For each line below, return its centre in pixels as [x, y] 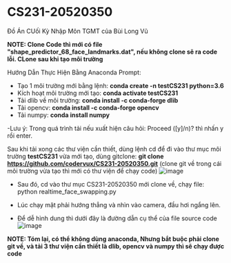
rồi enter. [20, 136]
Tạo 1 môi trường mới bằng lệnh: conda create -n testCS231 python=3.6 [120, 85]
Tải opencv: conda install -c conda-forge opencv [88, 107]
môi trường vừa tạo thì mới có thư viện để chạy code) [82, 171]
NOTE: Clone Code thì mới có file [55, 44]
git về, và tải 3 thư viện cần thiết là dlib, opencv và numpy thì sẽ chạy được [116, 246]
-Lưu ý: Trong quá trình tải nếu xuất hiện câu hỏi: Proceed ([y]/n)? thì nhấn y [115, 128]
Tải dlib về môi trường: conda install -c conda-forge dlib [98, 100]
